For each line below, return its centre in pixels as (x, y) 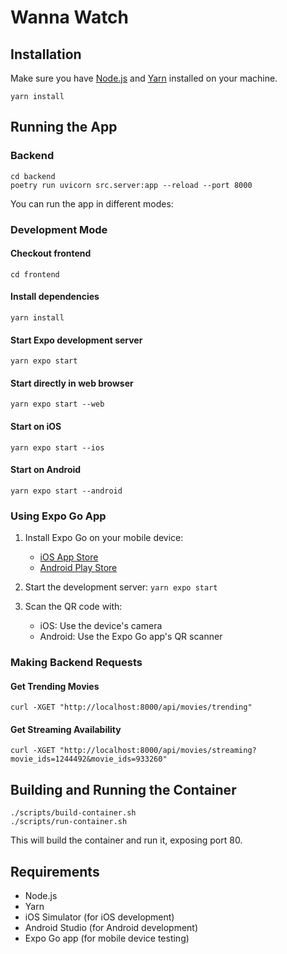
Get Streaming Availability (66, 729)
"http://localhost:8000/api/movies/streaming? (158, 751)
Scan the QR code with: (73, 607)
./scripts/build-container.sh (73, 813)
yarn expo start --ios (57, 447)
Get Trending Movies (55, 686)
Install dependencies (55, 297)
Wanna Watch (70, 17)
